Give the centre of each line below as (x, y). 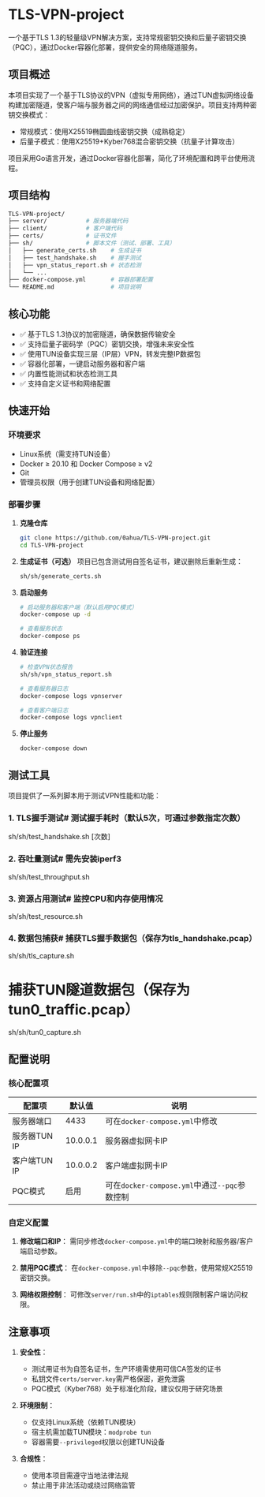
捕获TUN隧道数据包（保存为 (99, 990)
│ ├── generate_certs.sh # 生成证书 (75, 250)
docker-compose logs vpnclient (71, 718)
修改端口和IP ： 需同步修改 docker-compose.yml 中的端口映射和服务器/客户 (136, 1241)
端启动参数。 (40, 1251)
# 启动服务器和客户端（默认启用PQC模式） (78, 607)
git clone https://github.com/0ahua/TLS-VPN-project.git (115, 538)
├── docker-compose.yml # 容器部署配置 (81, 280)
